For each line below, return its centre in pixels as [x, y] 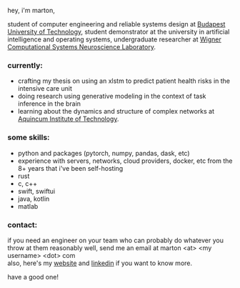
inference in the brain [49, 104]
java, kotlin [34, 199]
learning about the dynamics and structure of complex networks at [116, 111]
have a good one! [33, 277]
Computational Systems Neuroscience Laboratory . [81, 47]
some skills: [29, 137]
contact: [22, 224]
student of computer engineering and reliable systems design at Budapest [116, 24]
